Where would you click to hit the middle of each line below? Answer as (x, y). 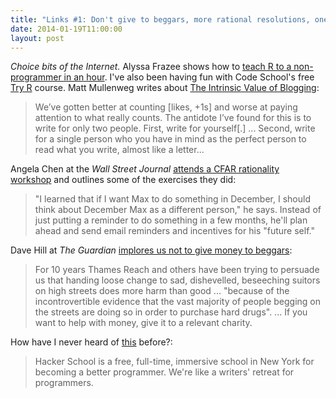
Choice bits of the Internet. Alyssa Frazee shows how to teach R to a (151, 67)
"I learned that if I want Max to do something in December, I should (172, 199)
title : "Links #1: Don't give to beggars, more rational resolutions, (160, 19)
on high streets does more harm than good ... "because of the (162, 291)
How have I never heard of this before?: (91, 342)
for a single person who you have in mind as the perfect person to (170, 139)
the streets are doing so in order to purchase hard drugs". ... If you (171, 312)
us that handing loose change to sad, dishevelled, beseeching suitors (177, 280)
